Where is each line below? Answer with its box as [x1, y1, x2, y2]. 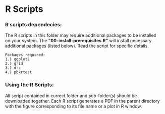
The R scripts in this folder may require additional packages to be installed [5, 32, 157, 38]
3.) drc [5, 65, 21, 70]
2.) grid [5, 61, 23, 66]
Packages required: [5, 53, 46, 57]
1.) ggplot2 [5, 57, 30, 62]
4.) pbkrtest [5, 70, 32, 75]
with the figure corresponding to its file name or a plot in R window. [5, 103, 142, 109]
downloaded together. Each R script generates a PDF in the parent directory [5, 98, 160, 104]
